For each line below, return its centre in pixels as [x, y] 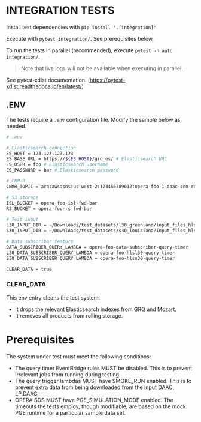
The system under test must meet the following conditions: [79, 356]
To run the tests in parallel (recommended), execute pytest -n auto [89, 50]
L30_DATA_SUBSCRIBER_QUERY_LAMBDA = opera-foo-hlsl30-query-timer [91, 253]
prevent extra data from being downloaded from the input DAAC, [95, 387]
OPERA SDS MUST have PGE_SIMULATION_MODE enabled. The [94, 400]
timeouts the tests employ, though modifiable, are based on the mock [100, 406]
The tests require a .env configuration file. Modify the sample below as [93, 119]
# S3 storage [22, 197]
